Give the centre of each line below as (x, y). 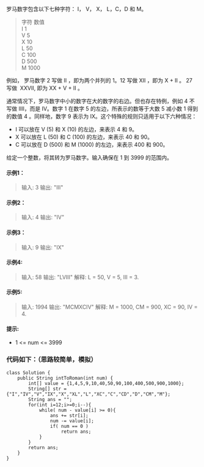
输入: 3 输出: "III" (42, 188)
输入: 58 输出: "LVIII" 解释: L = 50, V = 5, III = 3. (80, 277)
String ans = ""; (50, 399)
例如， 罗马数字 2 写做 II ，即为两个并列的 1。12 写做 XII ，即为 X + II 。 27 (99, 80)
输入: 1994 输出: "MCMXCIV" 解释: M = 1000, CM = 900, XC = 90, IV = (109, 307)
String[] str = (48, 389)
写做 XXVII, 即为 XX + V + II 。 (45, 88)
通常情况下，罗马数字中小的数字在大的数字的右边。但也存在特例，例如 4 (97, 101)
